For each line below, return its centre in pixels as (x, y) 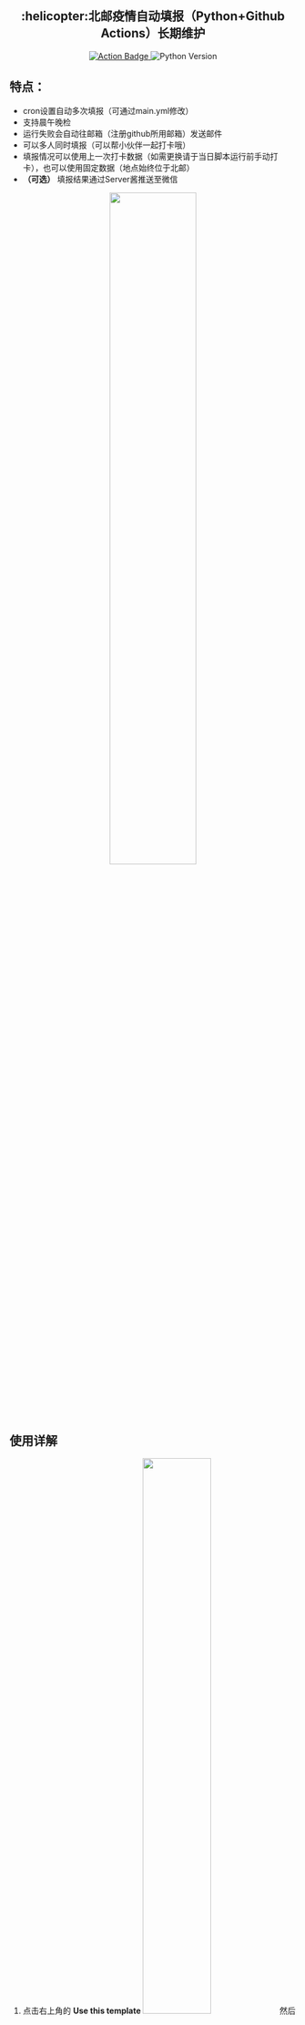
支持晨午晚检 (46, 122)
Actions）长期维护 (153, 33)
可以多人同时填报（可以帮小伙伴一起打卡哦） (107, 145)
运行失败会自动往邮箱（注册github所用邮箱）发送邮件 (122, 133)
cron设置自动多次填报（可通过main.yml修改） (108, 110)
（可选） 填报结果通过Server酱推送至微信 (100, 179)
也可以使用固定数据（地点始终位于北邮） (118, 168)
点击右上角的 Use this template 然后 (159, 2011)
